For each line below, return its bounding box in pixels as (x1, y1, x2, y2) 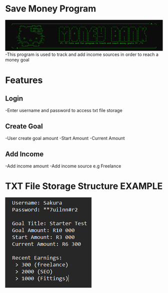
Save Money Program (5, 3, 96, 14)
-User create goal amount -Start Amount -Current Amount (5, 135, 125, 141)
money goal (5, 57, 29, 63)
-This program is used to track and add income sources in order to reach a (5, 51, 159, 57)
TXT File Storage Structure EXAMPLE (5, 180, 163, 192)
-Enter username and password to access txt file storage (5, 107, 122, 113)
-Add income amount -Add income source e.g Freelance (5, 163, 121, 169)
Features (5, 74, 43, 85)
